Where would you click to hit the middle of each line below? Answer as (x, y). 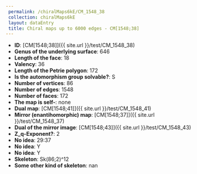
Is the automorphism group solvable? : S (65, 77)
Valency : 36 (30, 64)
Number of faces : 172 (41, 96)
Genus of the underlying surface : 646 (62, 52)
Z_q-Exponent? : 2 (37, 134)
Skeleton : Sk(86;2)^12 (41, 159)
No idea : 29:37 (33, 140)
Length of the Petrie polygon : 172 (56, 71)
